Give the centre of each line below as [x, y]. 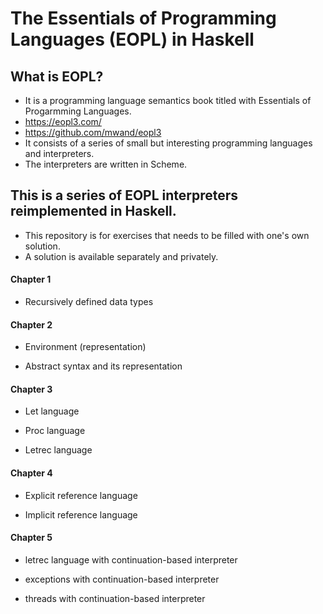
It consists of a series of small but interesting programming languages [168, 143]
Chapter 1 [31, 279]
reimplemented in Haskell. [93, 211]
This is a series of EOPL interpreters [124, 195]
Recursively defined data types [89, 302]
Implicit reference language [81, 514]
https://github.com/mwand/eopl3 [93, 132]
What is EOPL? [57, 76]
